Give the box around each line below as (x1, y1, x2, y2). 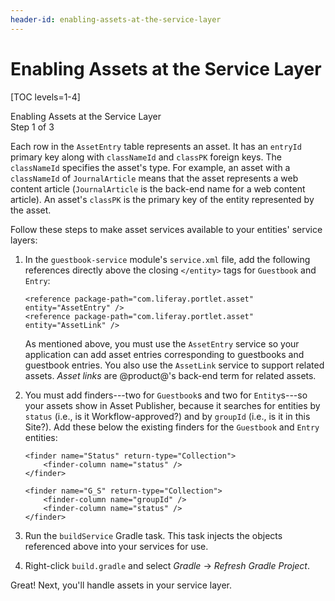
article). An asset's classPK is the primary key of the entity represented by (10, 193, 315, 205)
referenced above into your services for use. (24, 540, 209, 552)
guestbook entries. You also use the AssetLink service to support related (24, 359, 325, 371)
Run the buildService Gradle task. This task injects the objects (24, 529, 283, 541)
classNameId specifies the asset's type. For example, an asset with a (10, 161, 291, 173)
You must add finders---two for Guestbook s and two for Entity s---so (24, 389, 308, 401)
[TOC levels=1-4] (10, 91, 81, 103)
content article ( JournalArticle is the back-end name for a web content (10, 182, 306, 195)
